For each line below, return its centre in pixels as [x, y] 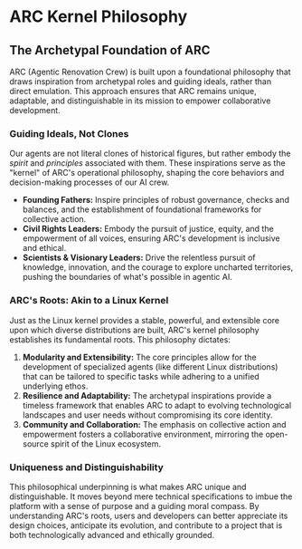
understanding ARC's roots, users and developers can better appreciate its [149, 515]
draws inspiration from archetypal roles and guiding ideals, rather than [141, 82]
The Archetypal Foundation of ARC [110, 50]
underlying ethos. [55, 386]
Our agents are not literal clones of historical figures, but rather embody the [150, 154]
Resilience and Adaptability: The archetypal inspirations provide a [147, 395]
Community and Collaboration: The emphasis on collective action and [154, 424]
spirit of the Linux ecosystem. [105, 443]
